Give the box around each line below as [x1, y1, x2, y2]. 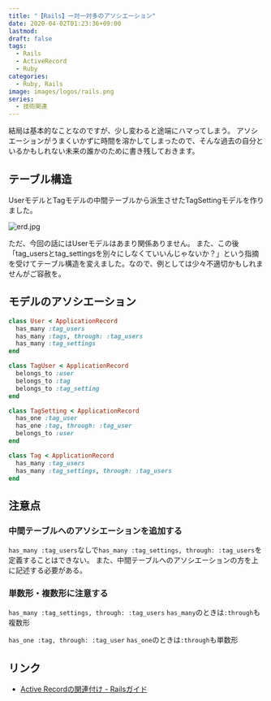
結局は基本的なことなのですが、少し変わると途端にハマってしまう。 [8, 126, 235, 136]
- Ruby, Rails [15, 80, 63, 88]
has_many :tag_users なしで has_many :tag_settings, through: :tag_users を [8, 545, 262, 555]
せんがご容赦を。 [8, 269, 66, 279]
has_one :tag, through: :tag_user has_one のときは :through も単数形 [8, 635, 239, 645]
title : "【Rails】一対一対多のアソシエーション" [8, 11, 157, 20]
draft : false [8, 34, 53, 43]
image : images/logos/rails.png [8, 87, 114, 96]
